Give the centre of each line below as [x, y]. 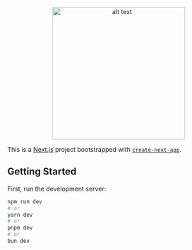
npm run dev [25, 201]
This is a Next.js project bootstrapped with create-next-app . [95, 149]
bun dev [19, 241]
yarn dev [20, 215]
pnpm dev [20, 228]
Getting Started [42, 172]
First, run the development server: [57, 189]
